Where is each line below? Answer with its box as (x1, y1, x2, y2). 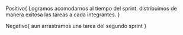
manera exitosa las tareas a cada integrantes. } (5, 11, 120, 18)
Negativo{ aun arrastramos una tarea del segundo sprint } (5, 23, 147, 29)
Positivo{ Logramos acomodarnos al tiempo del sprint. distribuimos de (5, 5, 177, 12)
